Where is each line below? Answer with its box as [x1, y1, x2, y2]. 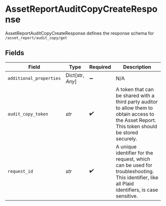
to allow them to [116, 104, 153, 111]
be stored [116, 129, 138, 136]
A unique [116, 143, 137, 150]
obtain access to [116, 110, 155, 117]
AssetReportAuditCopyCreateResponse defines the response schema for [5, 30, 154, 36]
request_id [7, 169, 33, 174]
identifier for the [116, 149, 153, 156]
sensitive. [116, 192, 138, 199]
